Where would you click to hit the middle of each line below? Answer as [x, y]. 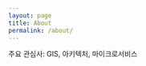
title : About [30, 23]
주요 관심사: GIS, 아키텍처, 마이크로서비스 [73, 54]
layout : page [30, 16]
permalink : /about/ [41, 30]
